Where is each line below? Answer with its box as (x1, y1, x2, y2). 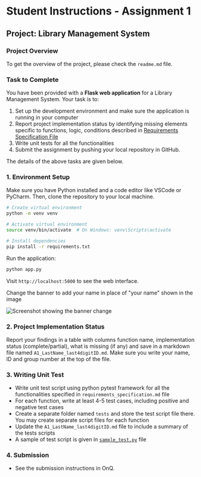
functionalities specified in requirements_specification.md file (14, 391, 170, 398)
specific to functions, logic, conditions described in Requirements (14, 127, 179, 134)
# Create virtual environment (6, 205, 83, 211)
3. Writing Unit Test (6, 370, 65, 379)
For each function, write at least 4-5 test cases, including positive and (14, 397, 189, 404)
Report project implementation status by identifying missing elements (14, 120, 188, 128)
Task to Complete (6, 75, 59, 84)
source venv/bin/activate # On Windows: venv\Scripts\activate (6, 227, 171, 233)
